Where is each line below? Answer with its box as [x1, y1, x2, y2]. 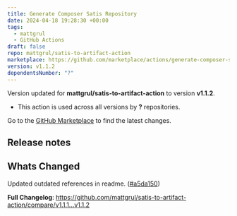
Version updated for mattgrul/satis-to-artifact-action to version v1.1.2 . [7, 89, 215, 97]
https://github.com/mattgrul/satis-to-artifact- [55, 193, 187, 201]
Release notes [7, 136, 71, 148]
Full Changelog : [7, 193, 54, 201]
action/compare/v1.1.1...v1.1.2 [7, 200, 90, 209]
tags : [7, 23, 23, 30]
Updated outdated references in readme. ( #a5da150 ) [7, 179, 161, 188]
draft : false [7, 43, 46, 50]
